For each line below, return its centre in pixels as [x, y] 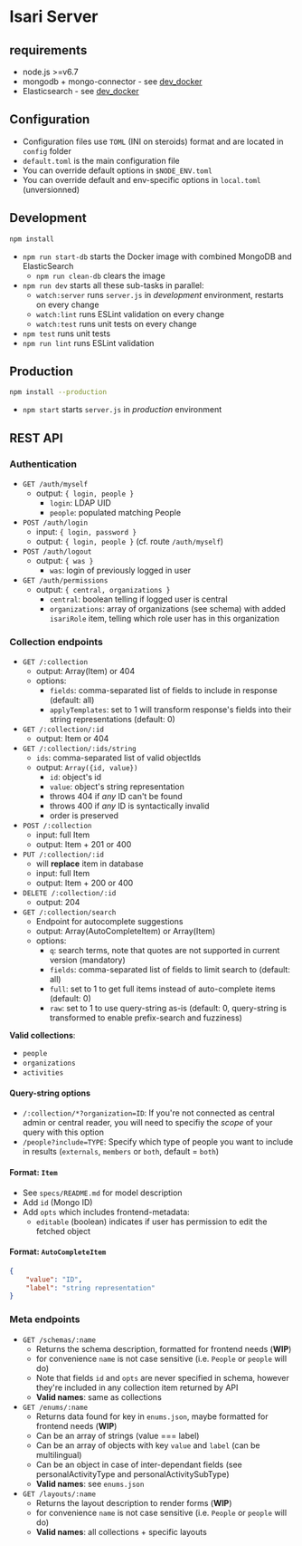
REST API [36, 438]
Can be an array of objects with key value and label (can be [148, 1445]
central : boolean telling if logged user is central [138, 599]
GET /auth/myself [55, 484]
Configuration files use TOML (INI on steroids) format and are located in [153, 141]
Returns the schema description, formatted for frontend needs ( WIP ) [164, 1348]
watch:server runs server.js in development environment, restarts [160, 295]
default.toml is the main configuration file [101, 160]
